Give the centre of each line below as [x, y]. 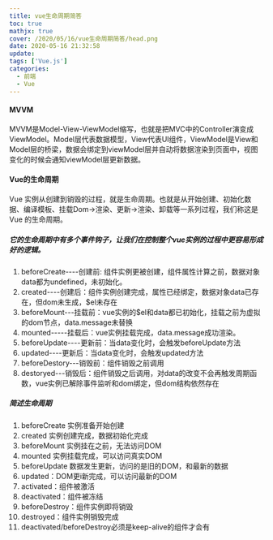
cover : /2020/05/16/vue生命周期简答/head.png [84, 39]
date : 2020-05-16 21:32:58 [55, 46]
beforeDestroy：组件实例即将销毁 [77, 506]
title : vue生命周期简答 [45, 16]
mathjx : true [31, 31]
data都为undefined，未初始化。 [74, 282]
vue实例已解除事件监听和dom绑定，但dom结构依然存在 [127, 383]
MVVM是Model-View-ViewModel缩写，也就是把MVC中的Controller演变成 [132, 129]
